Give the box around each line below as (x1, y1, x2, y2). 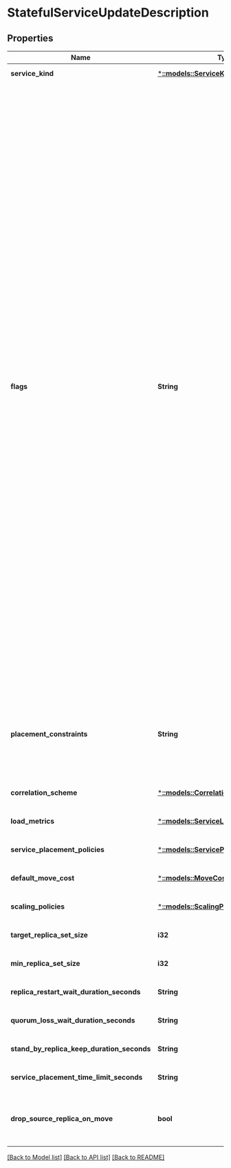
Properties (7, 32, 54, 44)
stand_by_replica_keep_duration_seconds (10, 1044, 151, 1053)
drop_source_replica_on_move (10, 1114, 113, 1123)
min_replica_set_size (10, 959, 80, 968)
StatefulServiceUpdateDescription (7, 5, 210, 21)
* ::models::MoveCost (157, 873, 229, 882)
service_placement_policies (10, 845, 104, 854)
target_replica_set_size (10, 930, 88, 940)
